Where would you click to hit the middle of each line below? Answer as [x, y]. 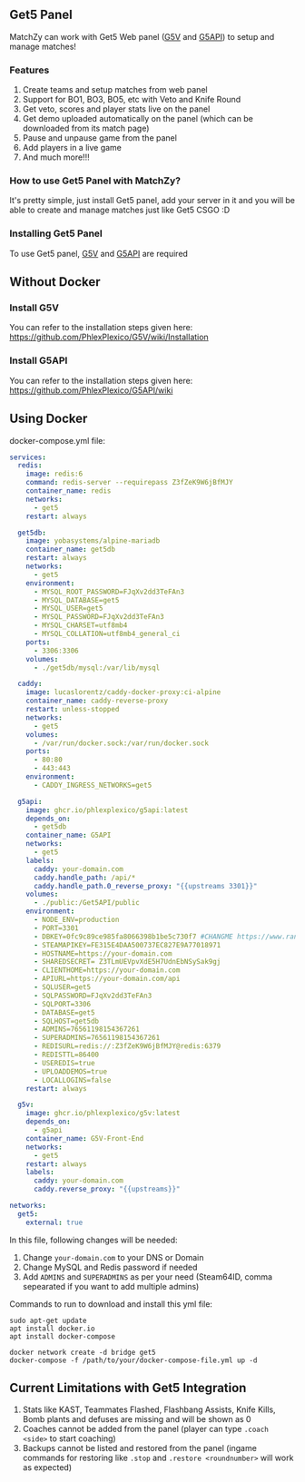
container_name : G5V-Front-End [85, 1138]
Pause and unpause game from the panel [99, 138]
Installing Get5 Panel [56, 233]
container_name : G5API [69, 835]
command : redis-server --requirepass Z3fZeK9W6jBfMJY [129, 483]
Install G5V [34, 308]
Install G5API [39, 360]
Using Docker [49, 419]
